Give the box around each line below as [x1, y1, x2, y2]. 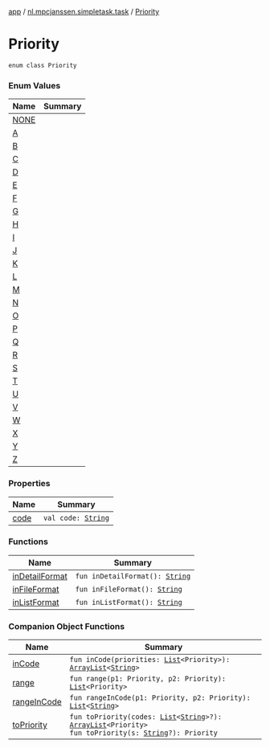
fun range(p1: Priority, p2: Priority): [69, 674, 227, 684]
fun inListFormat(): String [75, 598, 182, 607]
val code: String [43, 513, 110, 522]
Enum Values [8, 80, 61, 91]
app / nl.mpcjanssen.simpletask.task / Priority [8, 7, 160, 16]
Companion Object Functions [8, 620, 125, 632]
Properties [8, 478, 51, 489]
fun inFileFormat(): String [75, 584, 182, 594]
